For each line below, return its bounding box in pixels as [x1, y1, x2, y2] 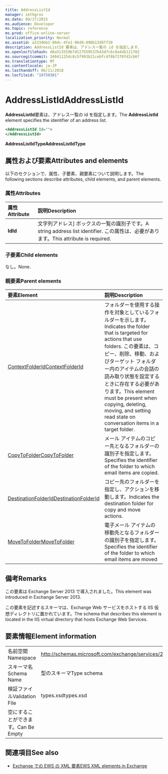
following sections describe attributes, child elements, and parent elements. [5, 176, 161, 182]
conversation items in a [104, 420, 159, 427]
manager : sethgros [5, 12, 43, 17]
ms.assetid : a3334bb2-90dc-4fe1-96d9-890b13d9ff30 [5, 40, 113, 45]
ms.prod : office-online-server [5, 31, 70, 36]
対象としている [114, 309, 150, 316]
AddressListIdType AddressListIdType [5, 141, 86, 147]
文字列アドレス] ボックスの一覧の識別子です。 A [37, 220, 149, 227]
